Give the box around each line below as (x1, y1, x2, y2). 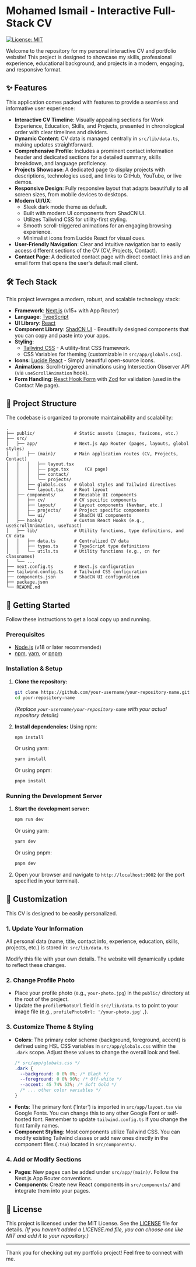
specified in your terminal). (14, 877, 80, 884)
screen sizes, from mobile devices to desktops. (14, 190, 128, 197)
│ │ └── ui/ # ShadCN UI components (6, 513, 132, 519)
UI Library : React (14, 319, 56, 326)
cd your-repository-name (14, 694, 75, 701)
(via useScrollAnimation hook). (14, 369, 89, 376)
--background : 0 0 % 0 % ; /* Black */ (20, 1071, 109, 1077)
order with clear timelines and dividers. (14, 128, 108, 135)
